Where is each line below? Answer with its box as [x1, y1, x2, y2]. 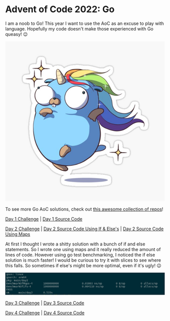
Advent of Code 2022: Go [5, 4, 115, 15]
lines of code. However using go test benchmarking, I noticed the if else [5, 252, 155, 258]
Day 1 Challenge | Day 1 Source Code [5, 216, 82, 222]
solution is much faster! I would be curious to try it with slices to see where [5, 257, 161, 263]
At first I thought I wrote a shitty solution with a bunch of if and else [5, 241, 146, 247]
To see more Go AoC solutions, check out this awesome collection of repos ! [5, 206, 163, 212]
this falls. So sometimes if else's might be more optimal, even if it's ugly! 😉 [5, 262, 162, 268]
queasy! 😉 [5, 31, 28, 37]
